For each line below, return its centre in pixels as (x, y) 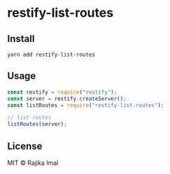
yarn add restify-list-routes (51, 55)
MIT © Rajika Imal (33, 163)
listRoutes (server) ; (37, 124)
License (25, 146)
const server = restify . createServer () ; (67, 99)
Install (21, 39)
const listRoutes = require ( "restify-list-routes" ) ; (86, 105)
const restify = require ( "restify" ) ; (62, 92)
